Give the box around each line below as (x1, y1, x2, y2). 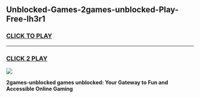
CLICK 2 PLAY (6, 54, 48, 62)
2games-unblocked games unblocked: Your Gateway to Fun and (6, 78, 168, 86)
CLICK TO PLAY (6, 32, 52, 40)
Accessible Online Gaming (6, 85, 73, 92)
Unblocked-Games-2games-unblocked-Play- (6, 5, 179, 15)
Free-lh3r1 (6, 14, 46, 24)
